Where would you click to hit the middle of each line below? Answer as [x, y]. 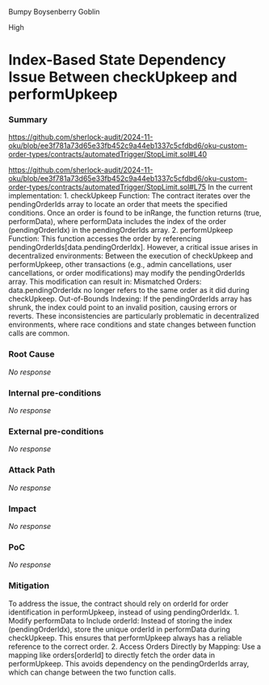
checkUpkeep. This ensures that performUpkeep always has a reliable [125, 637]
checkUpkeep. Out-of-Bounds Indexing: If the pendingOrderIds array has [130, 299]
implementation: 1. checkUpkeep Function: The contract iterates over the [129, 196]
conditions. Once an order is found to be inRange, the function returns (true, [135, 213]
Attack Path [32, 470]
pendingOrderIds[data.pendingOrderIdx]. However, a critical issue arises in [133, 247]
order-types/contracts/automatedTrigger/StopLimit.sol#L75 [107, 187]
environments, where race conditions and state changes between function [132, 325]
